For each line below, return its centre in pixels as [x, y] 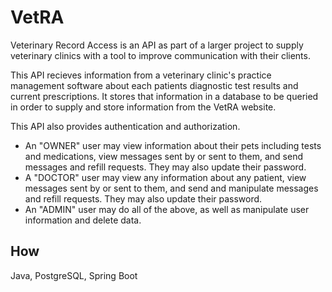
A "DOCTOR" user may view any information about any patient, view [165, 177]
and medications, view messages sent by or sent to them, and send [163, 156]
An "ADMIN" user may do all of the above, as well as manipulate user [167, 209]
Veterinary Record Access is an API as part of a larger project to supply [157, 45]
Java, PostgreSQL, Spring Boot [74, 275]
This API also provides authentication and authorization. [125, 126]
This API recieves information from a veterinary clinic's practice [141, 75]
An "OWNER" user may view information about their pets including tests [173, 145]
